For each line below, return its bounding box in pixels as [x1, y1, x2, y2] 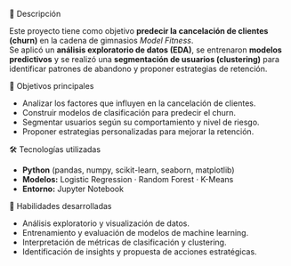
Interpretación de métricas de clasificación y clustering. [21, 237, 227, 247]
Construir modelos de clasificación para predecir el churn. [21, 108, 237, 117]
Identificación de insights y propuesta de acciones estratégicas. [21, 246, 257, 257]
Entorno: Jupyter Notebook [21, 183, 125, 194]
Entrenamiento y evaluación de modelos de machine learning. [21, 228, 249, 238]
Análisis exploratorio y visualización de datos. [21, 218, 190, 229]
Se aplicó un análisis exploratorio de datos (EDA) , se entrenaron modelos [9, 44, 282, 55]
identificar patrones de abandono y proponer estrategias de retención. [9, 63, 268, 74]
